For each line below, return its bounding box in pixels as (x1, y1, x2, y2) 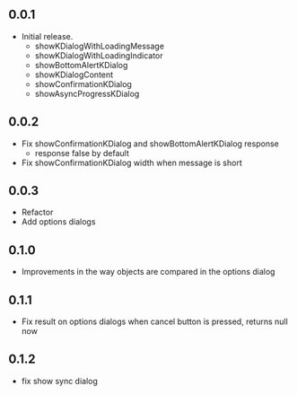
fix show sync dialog (21, 375, 98, 386)
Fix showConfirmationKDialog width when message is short (21, 157, 243, 168)
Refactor (21, 206, 54, 218)
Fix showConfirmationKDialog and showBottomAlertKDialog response (21, 138, 279, 149)
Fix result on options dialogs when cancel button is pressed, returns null (21, 316, 288, 327)
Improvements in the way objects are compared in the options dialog (21, 267, 275, 277)
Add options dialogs (21, 216, 96, 227)
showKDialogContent (34, 69, 114, 80)
